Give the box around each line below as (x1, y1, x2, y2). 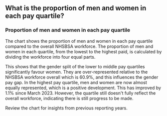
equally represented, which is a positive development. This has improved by (5, 85, 161, 91)
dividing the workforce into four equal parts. (5, 54, 96, 60)
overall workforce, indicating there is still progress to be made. (5, 95, 134, 101)
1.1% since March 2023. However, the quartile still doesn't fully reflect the (5, 90, 156, 96)
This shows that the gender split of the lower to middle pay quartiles (5, 63, 145, 69)
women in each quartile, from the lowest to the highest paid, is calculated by (5, 48, 162, 54)
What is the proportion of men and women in (5, 4, 147, 12)
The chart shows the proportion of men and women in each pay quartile (5, 38, 153, 44)
